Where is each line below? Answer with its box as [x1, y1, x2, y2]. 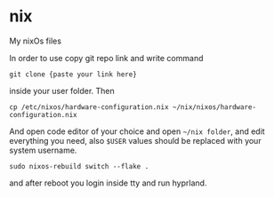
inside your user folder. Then [9, 85, 116, 96]
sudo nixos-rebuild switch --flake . [9, 162, 149, 170]
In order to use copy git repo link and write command [9, 52, 204, 63]
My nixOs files [9, 35, 62, 46]
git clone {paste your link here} [9, 69, 138, 79]
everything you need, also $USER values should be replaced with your [9, 135, 262, 146]
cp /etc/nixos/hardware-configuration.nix [9, 102, 169, 112]
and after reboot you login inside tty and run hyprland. [9, 177, 207, 188]
